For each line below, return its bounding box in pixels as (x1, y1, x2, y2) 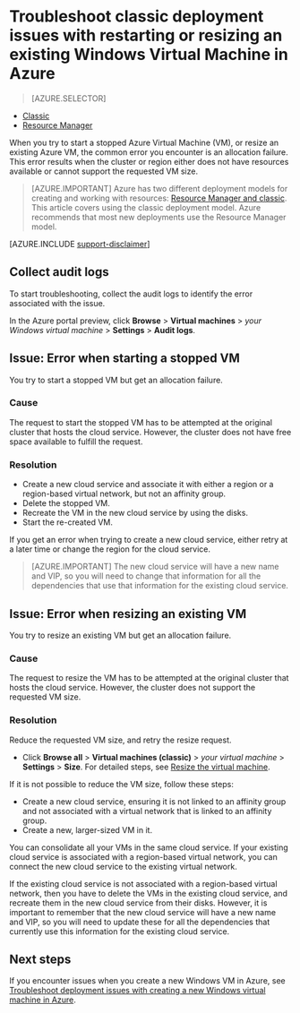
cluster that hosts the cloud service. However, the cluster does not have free (9, 426, 292, 437)
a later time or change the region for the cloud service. (9, 544, 211, 554)
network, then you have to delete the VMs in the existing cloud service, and (9, 888, 288, 898)
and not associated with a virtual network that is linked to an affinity (21, 805, 272, 816)
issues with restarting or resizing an (9, 25, 283, 46)
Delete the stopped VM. (21, 498, 110, 509)
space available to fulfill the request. (9, 436, 143, 447)
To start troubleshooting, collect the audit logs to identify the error (9, 288, 253, 299)
